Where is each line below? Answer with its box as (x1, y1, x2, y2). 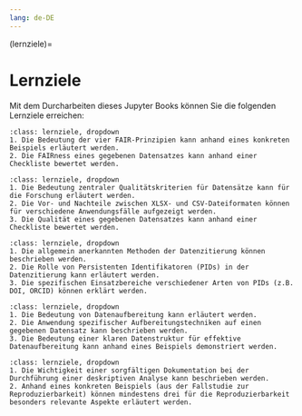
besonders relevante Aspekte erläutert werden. (9, 397, 193, 407)
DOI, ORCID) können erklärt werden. (9, 286, 148, 295)
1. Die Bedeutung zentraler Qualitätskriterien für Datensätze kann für (9, 183, 290, 192)
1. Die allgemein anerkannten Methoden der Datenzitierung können (9, 246, 266, 255)
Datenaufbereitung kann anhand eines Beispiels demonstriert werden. (9, 342, 278, 351)
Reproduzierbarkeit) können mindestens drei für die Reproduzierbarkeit (9, 390, 290, 399)
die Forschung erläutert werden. (9, 191, 136, 200)
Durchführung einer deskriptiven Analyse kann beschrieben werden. (9, 373, 270, 382)
